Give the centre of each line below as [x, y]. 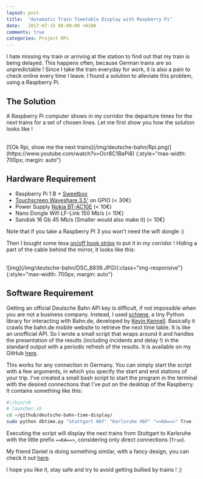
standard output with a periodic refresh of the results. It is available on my [99, 347]
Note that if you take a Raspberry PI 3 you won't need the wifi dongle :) [95, 231]
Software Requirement [50, 294]
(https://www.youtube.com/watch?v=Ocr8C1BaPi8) [71, 153]
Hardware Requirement [51, 179]
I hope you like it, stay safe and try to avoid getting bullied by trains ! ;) [94, 470]
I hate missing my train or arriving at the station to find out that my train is [98, 56]
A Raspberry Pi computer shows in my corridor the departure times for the [99, 116]
